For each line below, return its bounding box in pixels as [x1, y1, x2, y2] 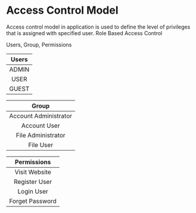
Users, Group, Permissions [6, 41, 72, 48]
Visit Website [14, 168, 52, 176]
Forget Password [9, 197, 57, 205]
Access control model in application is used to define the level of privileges [6, 23, 191, 30]
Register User [14, 177, 52, 186]
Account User [21, 121, 60, 130]
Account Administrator [9, 111, 73, 120]
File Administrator [15, 131, 66, 139]
